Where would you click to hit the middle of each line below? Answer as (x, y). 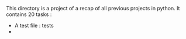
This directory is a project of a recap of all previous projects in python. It (93, 8)
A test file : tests (34, 26)
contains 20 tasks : (29, 14)
